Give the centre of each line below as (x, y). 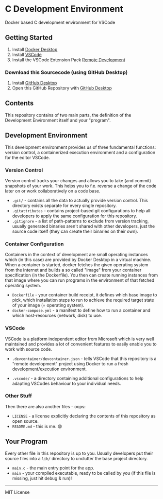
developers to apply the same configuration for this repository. (74, 216)
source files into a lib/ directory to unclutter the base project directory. (76, 458)
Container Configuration (34, 244)
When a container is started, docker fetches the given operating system (77, 265)
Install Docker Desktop (35, 49)
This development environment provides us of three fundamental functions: (81, 147)
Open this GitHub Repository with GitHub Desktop (62, 88)
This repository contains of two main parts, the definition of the (68, 115)
